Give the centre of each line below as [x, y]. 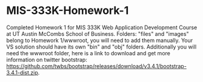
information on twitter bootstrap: [47, 60]
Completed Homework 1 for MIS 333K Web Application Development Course [102, 27]
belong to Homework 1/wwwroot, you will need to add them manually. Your [100, 40]
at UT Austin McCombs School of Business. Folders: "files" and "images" [98, 33]
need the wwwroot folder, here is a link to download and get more [88, 53]
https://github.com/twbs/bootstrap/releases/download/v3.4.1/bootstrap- [96, 66]
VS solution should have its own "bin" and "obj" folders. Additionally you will [101, 47]
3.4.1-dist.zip [22, 72]
